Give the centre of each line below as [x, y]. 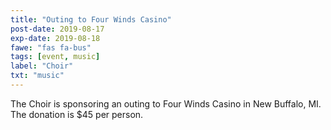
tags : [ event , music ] [55, 57]
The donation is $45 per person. [77, 114]
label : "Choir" [42, 66]
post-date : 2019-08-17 [57, 29]
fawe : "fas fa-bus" [51, 47]
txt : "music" [37, 76]
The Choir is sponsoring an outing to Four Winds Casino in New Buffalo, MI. [166, 103]
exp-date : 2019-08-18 [55, 38]
